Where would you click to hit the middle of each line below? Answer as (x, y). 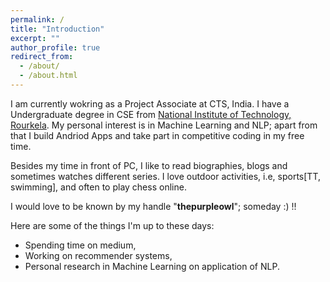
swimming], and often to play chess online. (98, 187)
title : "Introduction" (57, 29)
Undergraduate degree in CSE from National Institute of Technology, (151, 114)
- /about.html (48, 76)
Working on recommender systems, (98, 255)
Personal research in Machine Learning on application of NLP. (152, 266)
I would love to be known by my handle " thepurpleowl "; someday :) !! (153, 206)
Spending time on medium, (80, 245)
